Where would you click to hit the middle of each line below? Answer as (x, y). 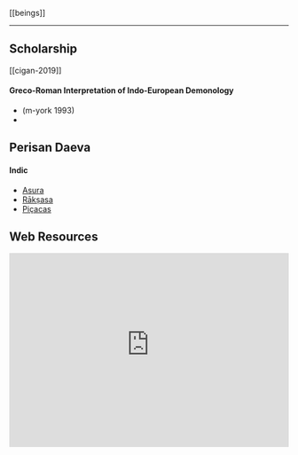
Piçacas (36, 208)
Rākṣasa (37, 200)
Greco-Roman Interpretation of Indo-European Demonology (122, 90)
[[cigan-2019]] (35, 70)
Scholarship (43, 49)
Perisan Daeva (50, 148)
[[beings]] (27, 13)
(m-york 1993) (48, 111)
